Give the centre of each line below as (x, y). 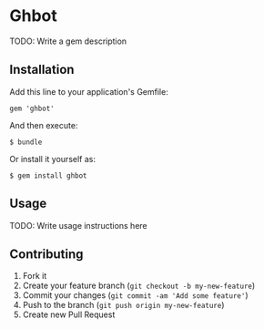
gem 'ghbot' (32, 108)
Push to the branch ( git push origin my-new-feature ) (123, 305)
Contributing (46, 254)
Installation (42, 70)
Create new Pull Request (69, 314)
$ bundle (26, 142)
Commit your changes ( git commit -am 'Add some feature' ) (135, 295)
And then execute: (44, 125)
